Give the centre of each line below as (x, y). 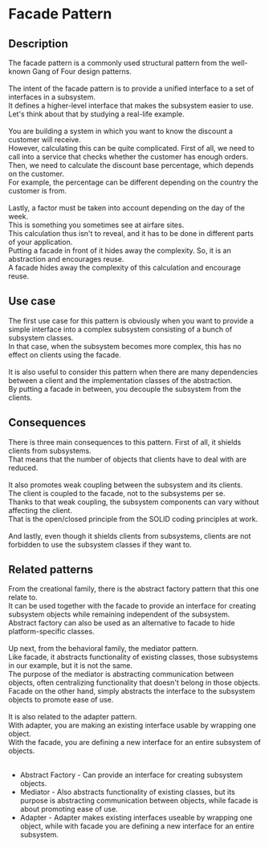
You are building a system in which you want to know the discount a (120, 131)
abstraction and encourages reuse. (66, 259)
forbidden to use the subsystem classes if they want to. (100, 544)
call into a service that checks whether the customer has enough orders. (128, 157)
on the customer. (36, 174)
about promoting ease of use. (69, 809)
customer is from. (37, 191)
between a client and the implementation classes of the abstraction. (120, 380)
